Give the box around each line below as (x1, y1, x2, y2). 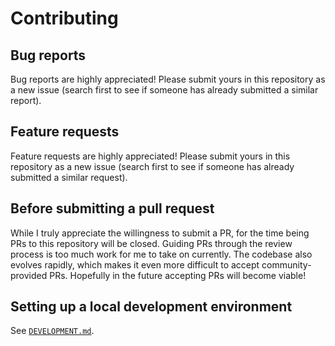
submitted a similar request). (10, 171, 128, 183)
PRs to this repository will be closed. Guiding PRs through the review (10, 237, 293, 249)
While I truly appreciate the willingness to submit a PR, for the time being (10, 227, 310, 239)
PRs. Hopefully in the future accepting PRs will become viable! (49, 269, 307, 281)
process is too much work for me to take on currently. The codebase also (10, 248, 313, 260)
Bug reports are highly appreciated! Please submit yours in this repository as (10, 73, 326, 85)
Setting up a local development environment (10, 298, 293, 316)
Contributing (10, 7, 119, 30)
